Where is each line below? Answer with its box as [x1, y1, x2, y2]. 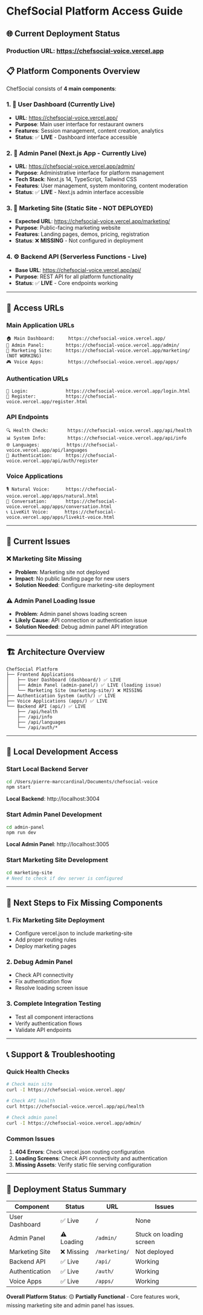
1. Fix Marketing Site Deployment [6, 915, 105, 924]
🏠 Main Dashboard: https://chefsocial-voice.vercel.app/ [6, 335, 166, 342]
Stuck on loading [135, 1230, 183, 1238]
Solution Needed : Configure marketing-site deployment [14, 581, 155, 589]
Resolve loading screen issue [14, 984, 88, 992]
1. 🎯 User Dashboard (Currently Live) [6, 100, 115, 109]
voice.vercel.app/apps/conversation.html [6, 504, 112, 510]
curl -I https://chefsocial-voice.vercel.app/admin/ [6, 1120, 142, 1126]
